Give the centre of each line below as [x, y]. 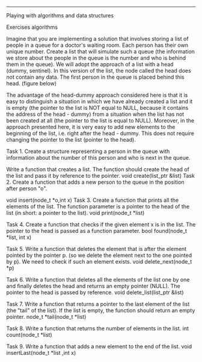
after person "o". [27, 189]
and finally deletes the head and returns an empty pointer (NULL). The [93, 286]
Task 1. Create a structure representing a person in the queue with [88, 151]
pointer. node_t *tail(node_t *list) [46, 317]
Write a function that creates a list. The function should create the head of [98, 169]
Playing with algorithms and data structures [60, 15]
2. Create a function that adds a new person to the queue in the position [95, 182]
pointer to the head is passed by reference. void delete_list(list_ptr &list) [95, 292]
